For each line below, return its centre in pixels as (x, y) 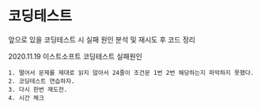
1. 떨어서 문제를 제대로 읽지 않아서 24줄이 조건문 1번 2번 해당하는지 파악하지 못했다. (131, 73)
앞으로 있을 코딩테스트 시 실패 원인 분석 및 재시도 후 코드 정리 (102, 39)
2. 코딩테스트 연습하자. (42, 81)
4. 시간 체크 (26, 98)
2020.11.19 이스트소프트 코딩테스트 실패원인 (75, 56)
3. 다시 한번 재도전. (38, 89)
